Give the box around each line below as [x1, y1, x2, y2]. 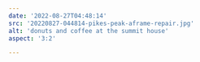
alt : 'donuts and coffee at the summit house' [8, 27, 169, 35]
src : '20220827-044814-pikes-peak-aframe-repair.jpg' [8, 19, 195, 27]
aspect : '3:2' [8, 34, 57, 43]
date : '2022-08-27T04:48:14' [8, 11, 107, 20]
